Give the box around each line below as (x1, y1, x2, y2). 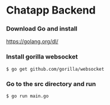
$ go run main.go (6, 93, 49, 99)
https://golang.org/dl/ (6, 38, 59, 45)
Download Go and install (6, 25, 78, 33)
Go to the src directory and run (6, 80, 96, 88)
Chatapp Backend (6, 4, 96, 17)
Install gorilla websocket (6, 52, 78, 61)
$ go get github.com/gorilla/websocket (6, 66, 105, 72)
